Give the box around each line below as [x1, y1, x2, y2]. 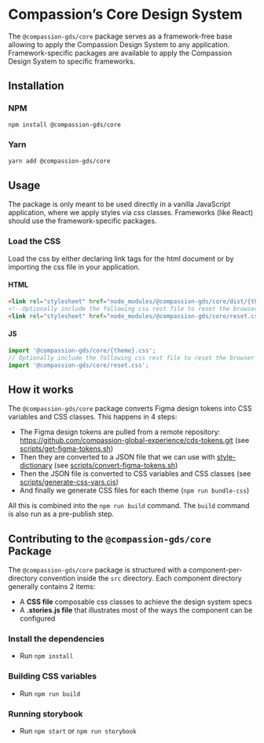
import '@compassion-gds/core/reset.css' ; [8, 361, 149, 369]
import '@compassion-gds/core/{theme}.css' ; [8, 346, 156, 354]
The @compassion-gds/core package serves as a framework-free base [8, 31, 233, 41]
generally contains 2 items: [8, 582, 96, 591]
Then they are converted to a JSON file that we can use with [19, 452, 215, 462]
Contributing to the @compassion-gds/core [8, 532, 212, 545]
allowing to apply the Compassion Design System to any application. [8, 39, 230, 49]
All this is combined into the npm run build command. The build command [8, 501, 250, 511]
